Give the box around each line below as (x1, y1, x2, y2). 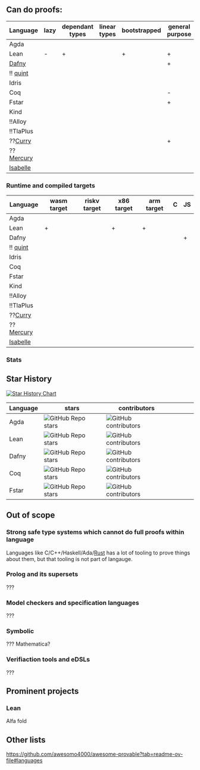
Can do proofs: (6, 5, 62, 15)
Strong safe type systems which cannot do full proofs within (6, 528, 185, 537)
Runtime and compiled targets (6, 181, 95, 189)
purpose (167, 30, 192, 38)
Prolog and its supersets (6, 570, 79, 578)
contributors (118, 404, 155, 412)
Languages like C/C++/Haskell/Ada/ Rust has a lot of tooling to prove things (6, 549, 190, 556)
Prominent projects (6, 686, 79, 696)
